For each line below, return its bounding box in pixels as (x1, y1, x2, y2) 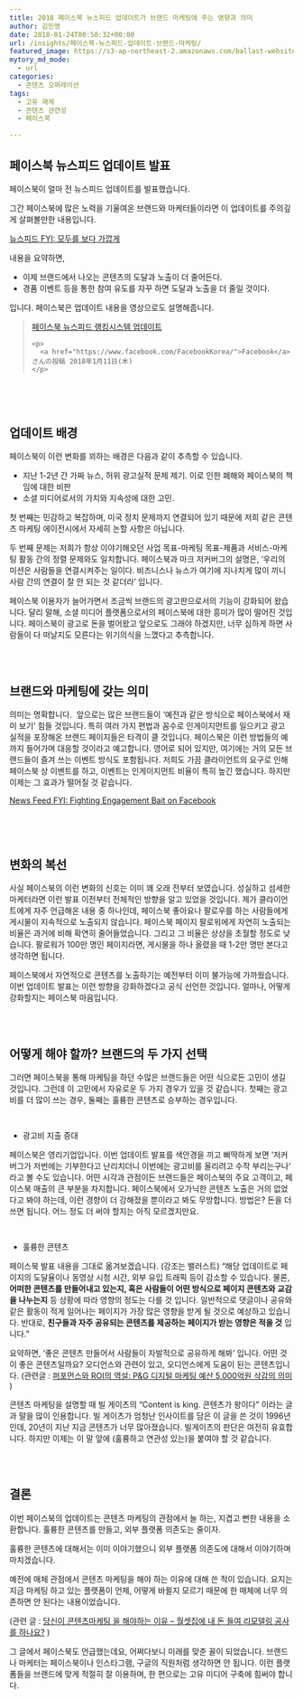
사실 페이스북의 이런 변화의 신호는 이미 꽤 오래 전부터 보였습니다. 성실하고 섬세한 (9, 883, 291, 893)
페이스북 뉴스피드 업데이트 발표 (9, 157, 171, 173)
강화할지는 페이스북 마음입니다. (9, 992, 119, 1004)
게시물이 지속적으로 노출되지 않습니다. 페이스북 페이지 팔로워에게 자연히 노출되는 (9, 917, 291, 928)
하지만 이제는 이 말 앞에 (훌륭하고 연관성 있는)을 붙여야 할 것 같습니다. (28, 1432, 272, 1443)
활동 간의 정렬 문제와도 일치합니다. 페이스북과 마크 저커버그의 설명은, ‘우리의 (18, 553, 286, 565)
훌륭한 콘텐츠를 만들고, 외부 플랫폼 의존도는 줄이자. (42, 1524, 221, 1534)
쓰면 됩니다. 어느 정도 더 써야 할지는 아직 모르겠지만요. (9, 1205, 199, 1216)
